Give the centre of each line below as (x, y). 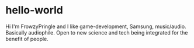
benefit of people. (27, 39)
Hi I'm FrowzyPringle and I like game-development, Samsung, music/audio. (96, 26)
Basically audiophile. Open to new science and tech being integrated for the (97, 32)
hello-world (34, 10)
